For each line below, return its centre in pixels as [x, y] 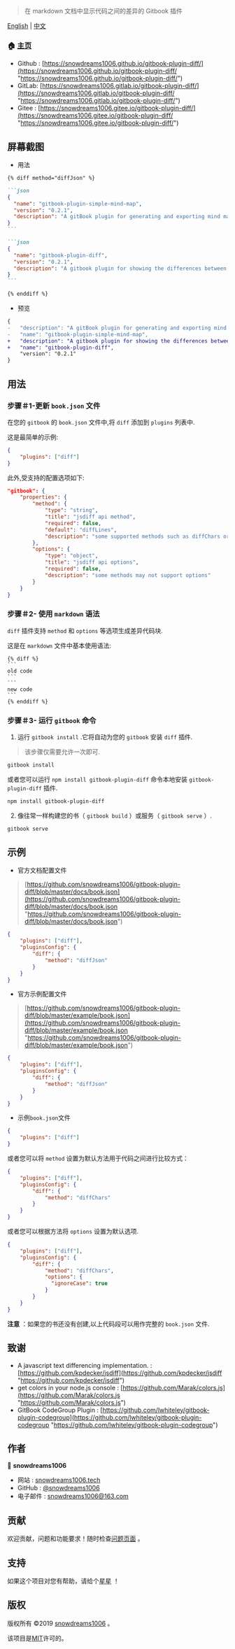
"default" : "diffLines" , [81, 530]
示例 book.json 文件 [44, 1118]
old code [20, 671]
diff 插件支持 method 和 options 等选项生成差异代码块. [85, 630]
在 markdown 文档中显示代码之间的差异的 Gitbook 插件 [104, 11]
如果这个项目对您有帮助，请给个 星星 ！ [63, 1580]
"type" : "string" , [71, 511]
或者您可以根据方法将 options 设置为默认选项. [73, 1232]
